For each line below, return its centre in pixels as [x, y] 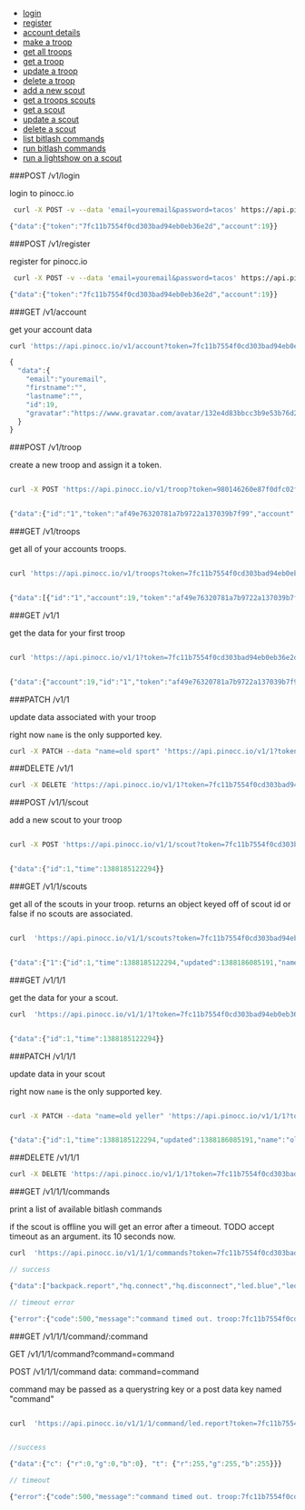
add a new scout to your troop [66, 820]
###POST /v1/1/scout [49, 803]
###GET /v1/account [48, 312]
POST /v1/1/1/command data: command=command [104, 1371]
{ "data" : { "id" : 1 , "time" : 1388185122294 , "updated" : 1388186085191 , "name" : [148, 1140]
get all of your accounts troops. [68, 549]
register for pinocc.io [49, 261]
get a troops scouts [59, 100]
